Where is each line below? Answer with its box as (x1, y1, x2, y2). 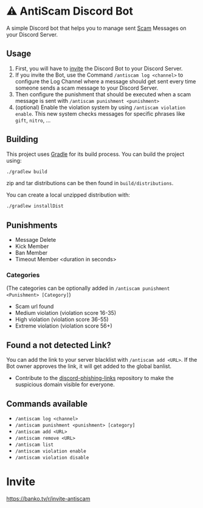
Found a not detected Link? (6, 340, 111, 350)
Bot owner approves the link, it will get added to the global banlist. (6, 362, 172, 370)
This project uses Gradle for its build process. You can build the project (6, 150, 184, 158)
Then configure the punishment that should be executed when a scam (15, 90, 191, 98)
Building (6, 134, 38, 144)
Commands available (6, 398, 88, 409)
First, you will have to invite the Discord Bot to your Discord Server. (15, 65, 183, 72)
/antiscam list (15, 442, 54, 448)
